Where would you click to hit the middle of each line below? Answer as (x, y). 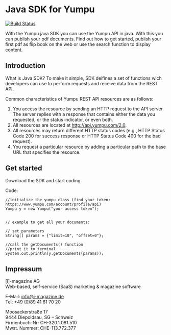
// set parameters (25, 231)
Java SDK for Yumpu (50, 9)
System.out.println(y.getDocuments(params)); (54, 253)
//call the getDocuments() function (44, 244)
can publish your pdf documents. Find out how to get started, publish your (83, 39)
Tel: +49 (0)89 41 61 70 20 (33, 302)
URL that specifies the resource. (46, 152)
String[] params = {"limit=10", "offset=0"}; (54, 235)
